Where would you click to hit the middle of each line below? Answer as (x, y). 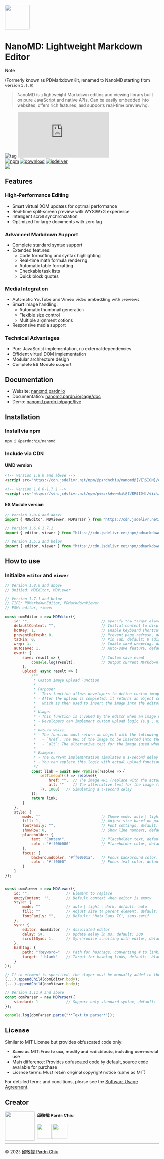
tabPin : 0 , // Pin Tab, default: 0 (82, 640)
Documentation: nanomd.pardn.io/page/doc (56, 397)
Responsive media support (39, 325)
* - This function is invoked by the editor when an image (95, 717)
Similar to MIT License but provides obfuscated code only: (64, 1042)
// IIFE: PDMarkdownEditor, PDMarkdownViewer (52, 603)
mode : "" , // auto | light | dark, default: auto (85, 907)
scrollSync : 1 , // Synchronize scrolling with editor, (85, 939)
